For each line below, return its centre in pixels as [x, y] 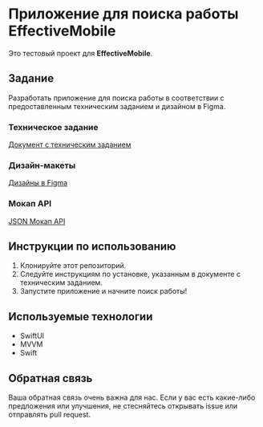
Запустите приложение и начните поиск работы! [103, 291]
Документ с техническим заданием [70, 144]
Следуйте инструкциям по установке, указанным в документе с [130, 274]
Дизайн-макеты [42, 165]
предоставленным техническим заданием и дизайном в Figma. [117, 106]
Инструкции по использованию [92, 247]
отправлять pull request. [49, 415]
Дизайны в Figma [38, 183]
